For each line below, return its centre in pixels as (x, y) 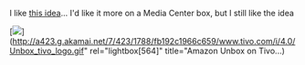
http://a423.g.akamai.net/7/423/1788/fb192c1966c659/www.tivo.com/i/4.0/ (154, 41)
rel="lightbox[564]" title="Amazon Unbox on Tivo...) (188, 51)
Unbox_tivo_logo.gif (47, 51)
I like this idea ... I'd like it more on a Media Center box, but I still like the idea (152, 13)
